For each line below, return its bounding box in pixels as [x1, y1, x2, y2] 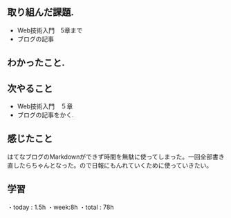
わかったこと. [7, 57, 66, 69]
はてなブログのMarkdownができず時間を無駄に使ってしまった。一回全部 [7, 152, 213, 161]
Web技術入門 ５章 [17, 102, 73, 110]
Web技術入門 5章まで [17, 26, 83, 34]
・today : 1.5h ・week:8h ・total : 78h [7, 203, 114, 211]
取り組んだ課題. [7, 6, 75, 19]
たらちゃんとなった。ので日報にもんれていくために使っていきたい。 [19, 161, 213, 169]
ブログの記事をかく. [17, 111, 74, 119]
